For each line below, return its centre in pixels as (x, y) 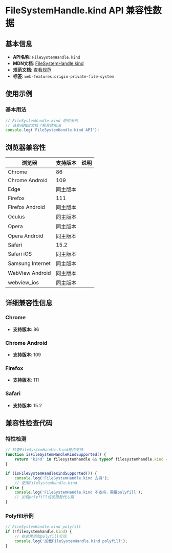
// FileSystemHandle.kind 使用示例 (42, 121)
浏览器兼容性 (26, 147)
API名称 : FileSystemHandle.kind (46, 57)
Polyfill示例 (19, 516)
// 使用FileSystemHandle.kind (46, 483)
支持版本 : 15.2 (27, 405)
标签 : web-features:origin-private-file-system (63, 76)
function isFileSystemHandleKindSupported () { (56, 455)
